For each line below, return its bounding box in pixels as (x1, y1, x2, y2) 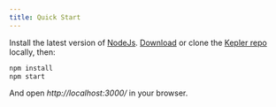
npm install (9, 64, 53, 73)
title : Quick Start (9, 12, 81, 22)
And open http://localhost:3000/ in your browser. (9, 88, 188, 98)
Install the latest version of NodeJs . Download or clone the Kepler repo (9, 37, 267, 48)
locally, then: (9, 46, 56, 57)
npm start (9, 72, 46, 80)
